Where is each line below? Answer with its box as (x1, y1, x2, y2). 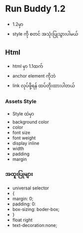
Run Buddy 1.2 (5, 3, 66, 15)
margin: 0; (12, 196, 34, 202)
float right (12, 217, 33, 223)
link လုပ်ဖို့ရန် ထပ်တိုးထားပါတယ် (12, 82, 76, 88)
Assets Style (5, 98, 37, 105)
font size (12, 130, 31, 136)
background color (12, 119, 49, 125)
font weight (12, 135, 36, 141)
